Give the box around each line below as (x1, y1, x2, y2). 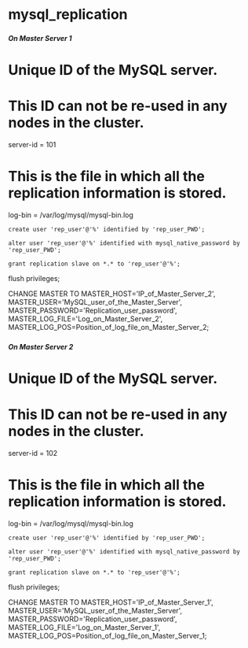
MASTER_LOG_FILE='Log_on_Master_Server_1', (8, 623, 161, 632)
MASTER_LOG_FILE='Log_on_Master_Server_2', (8, 314, 163, 324)
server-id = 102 (8, 449, 58, 458)
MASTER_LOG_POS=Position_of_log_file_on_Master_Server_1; (8, 631, 207, 641)
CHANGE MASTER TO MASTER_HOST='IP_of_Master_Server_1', (8, 598, 213, 607)
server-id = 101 (8, 140, 57, 150)
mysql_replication (8, 6, 128, 24)
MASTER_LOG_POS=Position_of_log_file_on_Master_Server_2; (8, 323, 210, 332)
